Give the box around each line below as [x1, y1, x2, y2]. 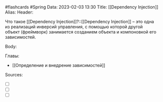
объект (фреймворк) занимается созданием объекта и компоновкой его [5, 29, 157, 34]
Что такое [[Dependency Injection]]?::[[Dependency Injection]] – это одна [5, 19, 154, 24]
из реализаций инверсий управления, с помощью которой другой [5, 24, 143, 30]
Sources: [5, 72, 23, 77]
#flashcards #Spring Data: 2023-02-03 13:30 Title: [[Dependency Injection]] [5, 4, 159, 10]
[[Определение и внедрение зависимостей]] [12, 63, 106, 68]
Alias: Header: [5, 9, 34, 15]
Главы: [5, 53, 19, 59]
